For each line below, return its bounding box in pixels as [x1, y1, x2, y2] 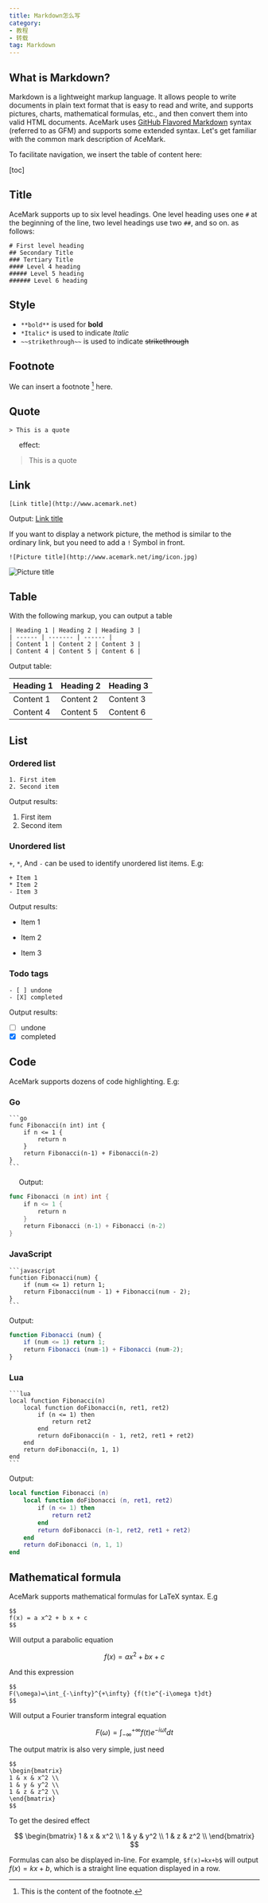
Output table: [9, 661, 52, 671]
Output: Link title [9, 513, 64, 523]
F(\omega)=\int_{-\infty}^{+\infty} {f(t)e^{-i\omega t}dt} [9, 1689, 213, 1697]
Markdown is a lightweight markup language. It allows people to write [9, 92, 237, 101]
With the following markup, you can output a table [9, 611, 173, 621]
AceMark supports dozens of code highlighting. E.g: [9, 1077, 180, 1086]
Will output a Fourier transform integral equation [9, 1710, 166, 1720]
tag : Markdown [9, 41, 56, 49]
